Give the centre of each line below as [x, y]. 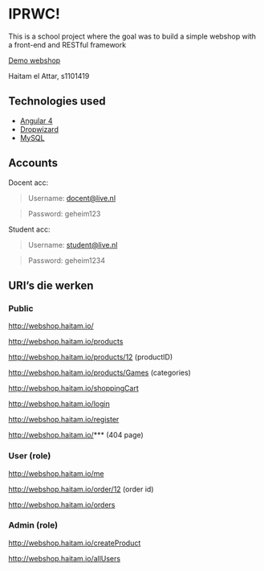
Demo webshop [35, 60]
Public [21, 308]
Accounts [33, 163]
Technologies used [57, 101]
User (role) [30, 456]
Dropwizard [39, 129]
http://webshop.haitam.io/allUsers [65, 558]
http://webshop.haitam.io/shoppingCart [73, 388]
